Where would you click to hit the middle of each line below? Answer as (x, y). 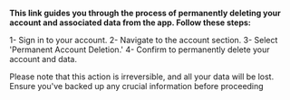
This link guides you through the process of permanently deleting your (145, 13)
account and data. (43, 59)
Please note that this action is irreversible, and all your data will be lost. (142, 77)
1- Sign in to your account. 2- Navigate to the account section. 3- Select (144, 40)
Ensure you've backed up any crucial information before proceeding (137, 86)
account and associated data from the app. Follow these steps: (130, 23)
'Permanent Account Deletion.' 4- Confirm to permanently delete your (140, 50)
